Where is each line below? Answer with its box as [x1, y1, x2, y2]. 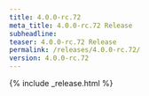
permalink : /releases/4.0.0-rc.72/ [9, 46, 141, 55]
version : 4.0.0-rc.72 [9, 54, 90, 63]
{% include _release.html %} [9, 78, 114, 88]
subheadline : [9, 29, 58, 38]
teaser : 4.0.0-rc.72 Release [9, 37, 117, 47]
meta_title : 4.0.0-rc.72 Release [9, 21, 133, 30]
